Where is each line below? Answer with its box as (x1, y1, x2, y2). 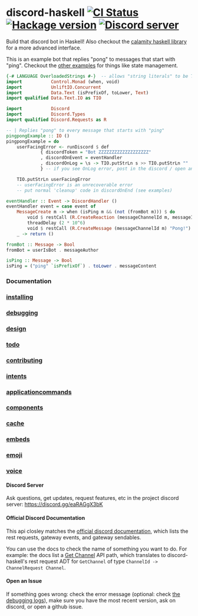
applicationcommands (6, 388, 72, 396)
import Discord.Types (6, 111, 85, 117)
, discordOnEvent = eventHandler (40, 155, 123, 161)
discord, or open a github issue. (6, 603, 84, 610)
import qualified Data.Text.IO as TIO (6, 95, 101, 101)
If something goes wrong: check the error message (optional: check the (6, 590, 181, 598)
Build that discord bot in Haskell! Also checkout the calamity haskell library (6, 38, 187, 45)
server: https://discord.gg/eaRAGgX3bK (6, 501, 103, 508)
